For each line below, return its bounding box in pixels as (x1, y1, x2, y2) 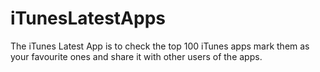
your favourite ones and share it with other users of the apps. (10, 50, 263, 62)
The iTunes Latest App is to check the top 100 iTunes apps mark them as (10, 40, 310, 52)
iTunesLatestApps (10, 7, 167, 30)
